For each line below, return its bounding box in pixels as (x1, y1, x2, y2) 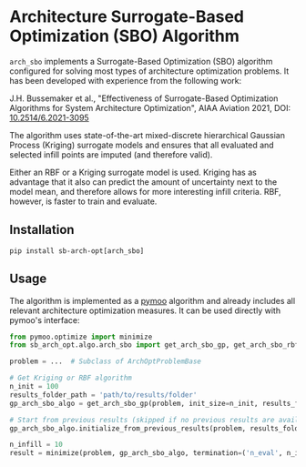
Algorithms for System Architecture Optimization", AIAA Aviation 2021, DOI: (9, 102, 291, 113)
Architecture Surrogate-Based (9, 6, 244, 27)
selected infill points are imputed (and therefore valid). (9, 148, 213, 160)
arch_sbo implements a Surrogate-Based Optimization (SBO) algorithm (9, 56, 273, 66)
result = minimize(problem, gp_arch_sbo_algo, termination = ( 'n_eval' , (9, 449, 283, 458)
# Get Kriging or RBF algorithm (9, 373, 132, 383)
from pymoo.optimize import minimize (9, 332, 153, 341)
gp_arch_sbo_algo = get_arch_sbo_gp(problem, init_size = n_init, (9, 399, 259, 408)
